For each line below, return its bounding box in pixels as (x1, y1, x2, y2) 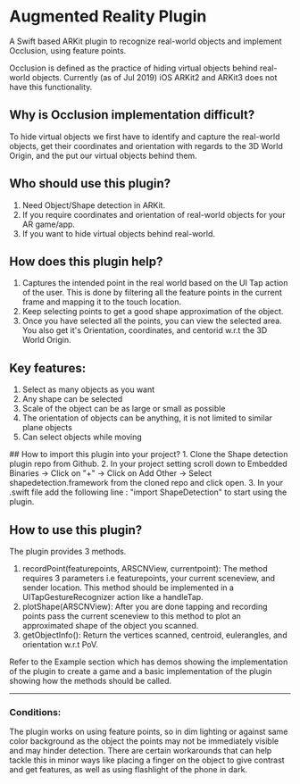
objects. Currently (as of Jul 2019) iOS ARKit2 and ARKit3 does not (31, 71, 278, 82)
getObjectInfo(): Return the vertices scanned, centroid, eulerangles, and (21, 630, 287, 640)
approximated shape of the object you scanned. (21, 621, 199, 630)
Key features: (9, 360, 87, 376)
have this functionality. (9, 81, 93, 92)
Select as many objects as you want (21, 384, 155, 395)
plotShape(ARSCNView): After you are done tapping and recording (21, 601, 268, 612)
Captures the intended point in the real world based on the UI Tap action (21, 278, 288, 288)
